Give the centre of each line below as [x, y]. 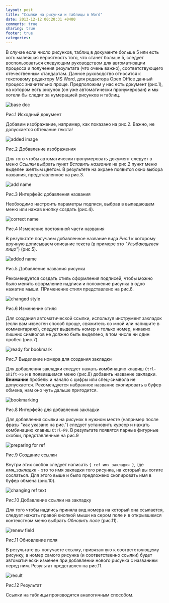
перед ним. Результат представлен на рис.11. [54, 565]
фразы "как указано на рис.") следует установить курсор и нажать [78, 425]
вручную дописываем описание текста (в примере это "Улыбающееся [82, 244]
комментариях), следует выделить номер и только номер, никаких [78, 329]
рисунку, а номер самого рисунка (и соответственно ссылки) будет [79, 555]
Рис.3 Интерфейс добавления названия [48, 194]
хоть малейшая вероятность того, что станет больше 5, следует [75, 57]
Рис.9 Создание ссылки [31, 455]
